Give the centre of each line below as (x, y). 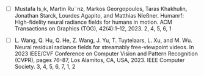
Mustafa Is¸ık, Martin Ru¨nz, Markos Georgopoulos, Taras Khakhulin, (101, 9)
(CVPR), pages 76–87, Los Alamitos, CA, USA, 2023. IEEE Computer (100, 60)
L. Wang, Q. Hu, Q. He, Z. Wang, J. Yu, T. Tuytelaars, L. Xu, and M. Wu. (104, 40)
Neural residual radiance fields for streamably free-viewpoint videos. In (104, 47)
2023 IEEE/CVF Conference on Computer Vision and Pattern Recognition (106, 54)
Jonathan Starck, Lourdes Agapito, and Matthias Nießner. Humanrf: (99, 16)
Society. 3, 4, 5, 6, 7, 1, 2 (45, 67)
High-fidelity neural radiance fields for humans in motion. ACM (93, 22)
